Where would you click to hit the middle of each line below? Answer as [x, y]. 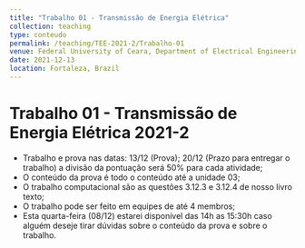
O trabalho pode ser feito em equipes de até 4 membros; [129, 206]
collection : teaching [50, 26]
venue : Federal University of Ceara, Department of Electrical [132, 52]
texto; [34, 196]
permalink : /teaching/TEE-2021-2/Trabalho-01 [97, 43]
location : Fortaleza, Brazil [64, 69]
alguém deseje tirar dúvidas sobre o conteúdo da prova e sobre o [145, 225]
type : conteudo [38, 35]
